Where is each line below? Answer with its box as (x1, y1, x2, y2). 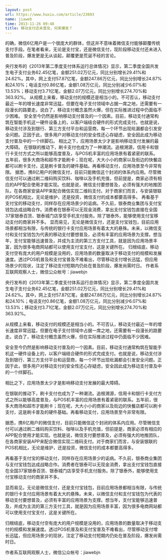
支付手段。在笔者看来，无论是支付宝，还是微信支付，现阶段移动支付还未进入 (5, 46, 162, 52)
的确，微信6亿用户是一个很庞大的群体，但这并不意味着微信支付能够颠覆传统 (5, 40, 161, 46)
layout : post (5, 7, 32, 12)
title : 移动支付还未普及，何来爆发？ (5, 26, 73, 31)
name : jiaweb (5, 16, 32, 21)
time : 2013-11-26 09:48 (5, 21, 55, 26)
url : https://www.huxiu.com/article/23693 (5, 12, 94, 17)
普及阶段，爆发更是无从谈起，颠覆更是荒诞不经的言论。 (5, 53, 118, 59)
